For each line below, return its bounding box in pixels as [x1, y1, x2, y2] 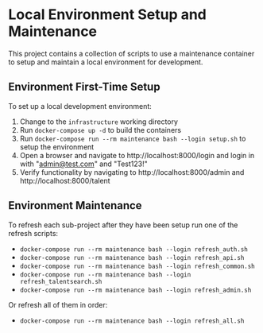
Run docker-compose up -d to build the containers [19, 125, 181, 134]
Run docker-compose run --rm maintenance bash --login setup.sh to [19, 134, 246, 143]
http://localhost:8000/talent [19, 176, 110, 185]
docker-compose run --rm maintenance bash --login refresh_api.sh [19, 254, 245, 261]
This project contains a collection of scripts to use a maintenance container [8, 48, 255, 58]
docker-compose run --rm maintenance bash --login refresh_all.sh [19, 316, 245, 325]
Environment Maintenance [8, 199, 142, 212]
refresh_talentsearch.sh [19, 277, 102, 285]
